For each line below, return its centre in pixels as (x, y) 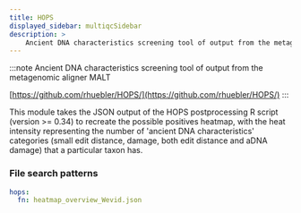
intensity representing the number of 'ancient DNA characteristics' (132, 132)
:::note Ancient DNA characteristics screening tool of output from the (136, 68)
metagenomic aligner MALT (60, 78)
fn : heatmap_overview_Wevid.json (80, 200)
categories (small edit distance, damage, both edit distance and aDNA (138, 141)
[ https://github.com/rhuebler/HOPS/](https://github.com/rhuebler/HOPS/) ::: (149, 95)
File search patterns (54, 174)
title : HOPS (31, 17)
